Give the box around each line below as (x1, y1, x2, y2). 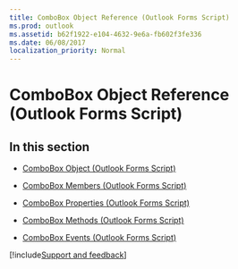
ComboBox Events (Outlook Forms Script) (21, 232, 177, 243)
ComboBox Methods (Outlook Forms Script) (21, 215, 185, 226)
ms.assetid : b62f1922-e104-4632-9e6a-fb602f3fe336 (9, 29, 202, 38)
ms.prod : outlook (9, 21, 74, 30)
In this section (9, 139, 90, 155)
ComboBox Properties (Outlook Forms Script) (21, 198, 191, 208)
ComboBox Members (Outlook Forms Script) (21, 181, 187, 191)
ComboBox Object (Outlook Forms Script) (21, 163, 176, 174)
